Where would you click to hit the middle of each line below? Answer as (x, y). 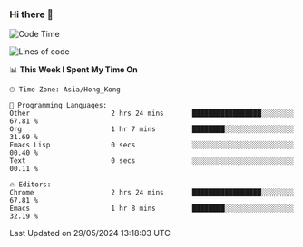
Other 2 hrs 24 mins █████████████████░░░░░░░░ (152, 114)
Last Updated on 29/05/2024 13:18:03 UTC (90, 233)
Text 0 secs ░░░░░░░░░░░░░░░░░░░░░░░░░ (152, 161)
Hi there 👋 (32, 14)
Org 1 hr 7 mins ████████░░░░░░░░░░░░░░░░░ (152, 129)
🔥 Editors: (30, 185)
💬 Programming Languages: (58, 106)
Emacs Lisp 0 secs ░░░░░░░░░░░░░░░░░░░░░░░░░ (152, 145)
